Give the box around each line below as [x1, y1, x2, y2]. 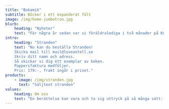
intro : [5, 36, 19, 41]
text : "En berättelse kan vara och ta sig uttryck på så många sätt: [14, 96, 163, 101]
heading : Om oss [14, 91, 49, 96]
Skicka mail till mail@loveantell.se [14, 49, 94, 54]
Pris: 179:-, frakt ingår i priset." [14, 68, 94, 73]
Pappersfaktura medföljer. [14, 63, 71, 68]
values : [5, 86, 22, 92]
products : [5, 73, 26, 78]
